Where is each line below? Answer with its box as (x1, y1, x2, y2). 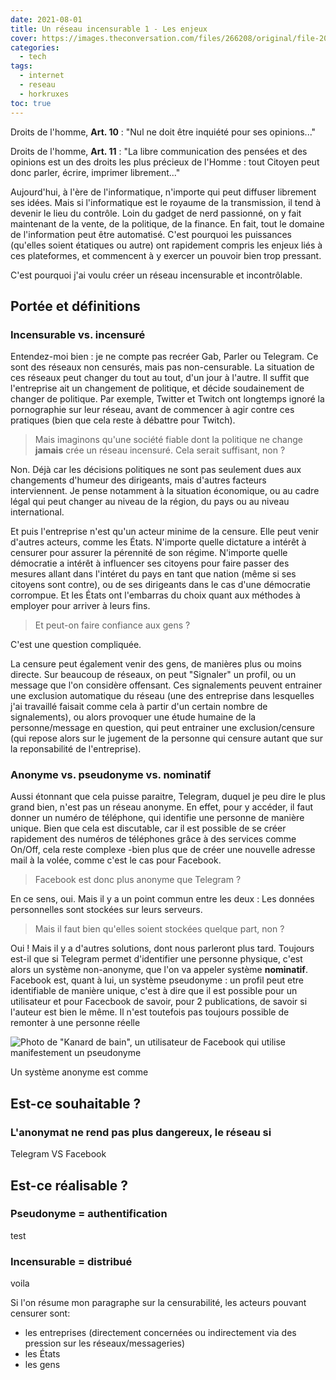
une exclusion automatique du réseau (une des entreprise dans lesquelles (10, 690, 315, 702)
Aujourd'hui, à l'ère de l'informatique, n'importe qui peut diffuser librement (10, 186, 317, 198)
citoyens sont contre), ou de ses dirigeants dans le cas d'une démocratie (10, 579, 311, 591)
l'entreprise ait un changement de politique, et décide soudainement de (10, 382, 305, 395)
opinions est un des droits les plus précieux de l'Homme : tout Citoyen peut (10, 156, 320, 168)
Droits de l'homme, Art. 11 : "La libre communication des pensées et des (10, 145, 308, 157)
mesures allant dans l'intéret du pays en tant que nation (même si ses (10, 568, 297, 580)
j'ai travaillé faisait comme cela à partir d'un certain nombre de (10, 701, 268, 713)
